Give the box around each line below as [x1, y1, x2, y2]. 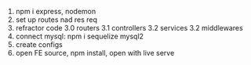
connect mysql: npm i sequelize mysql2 [15, 31, 144, 41]
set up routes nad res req [15, 15, 98, 24]
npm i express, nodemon [15, 7, 96, 16]
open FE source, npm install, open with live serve [15, 49, 175, 57]
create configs [15, 40, 63, 49]
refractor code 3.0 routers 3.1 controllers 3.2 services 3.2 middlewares [15, 23, 243, 32]
